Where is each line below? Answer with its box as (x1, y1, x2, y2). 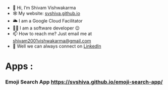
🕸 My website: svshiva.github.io (12, 10, 81, 16)
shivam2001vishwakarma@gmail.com (12, 38, 91, 43)
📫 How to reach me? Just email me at (12, 30, 92, 36)
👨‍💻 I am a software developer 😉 (12, 25, 80, 31)
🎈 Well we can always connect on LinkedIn (12, 43, 101, 49)
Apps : (5, 60, 33, 72)
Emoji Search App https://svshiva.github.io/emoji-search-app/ (5, 78, 163, 85)
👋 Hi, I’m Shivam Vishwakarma (12, 5, 76, 10)
